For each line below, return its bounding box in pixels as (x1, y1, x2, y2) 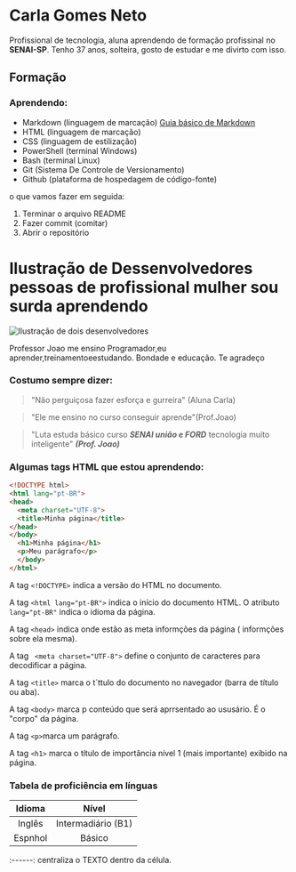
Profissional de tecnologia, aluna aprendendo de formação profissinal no (9, 35, 276, 45)
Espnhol (13, 832, 48, 844)
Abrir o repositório (21, 227, 90, 238)
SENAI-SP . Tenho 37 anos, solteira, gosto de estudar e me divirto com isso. (9, 44, 287, 54)
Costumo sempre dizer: (9, 375, 113, 387)
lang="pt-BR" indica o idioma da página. (9, 606, 156, 617)
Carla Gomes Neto (9, 5, 148, 26)
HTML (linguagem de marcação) (21, 126, 141, 137)
